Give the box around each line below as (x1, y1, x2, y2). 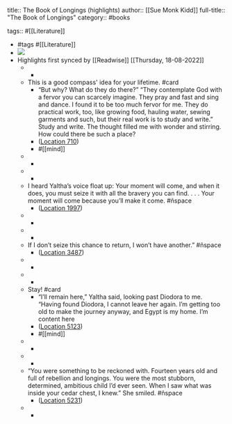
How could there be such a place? (38, 130, 136, 138)
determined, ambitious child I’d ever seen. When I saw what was (27, 382, 212, 389)
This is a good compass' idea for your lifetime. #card (27, 78, 179, 86)
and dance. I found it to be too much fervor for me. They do (38, 100, 208, 109)
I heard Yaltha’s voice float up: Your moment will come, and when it (27, 182, 220, 190)
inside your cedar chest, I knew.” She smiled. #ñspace (27, 389, 183, 397)
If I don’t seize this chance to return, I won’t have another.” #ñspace (27, 241, 222, 249)
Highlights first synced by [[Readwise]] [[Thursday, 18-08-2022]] (17, 56, 204, 64)
